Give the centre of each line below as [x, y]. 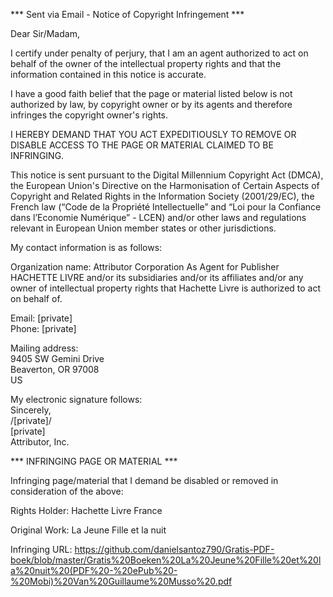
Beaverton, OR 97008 [55, 369]
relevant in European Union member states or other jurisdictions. [143, 228]
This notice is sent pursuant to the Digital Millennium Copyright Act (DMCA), [167, 175]
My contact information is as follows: [86, 247]
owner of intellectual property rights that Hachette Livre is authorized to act [166, 288]
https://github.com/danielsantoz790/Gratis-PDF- [174, 549]
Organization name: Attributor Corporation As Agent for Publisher [145, 267]
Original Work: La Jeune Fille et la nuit [88, 530]
